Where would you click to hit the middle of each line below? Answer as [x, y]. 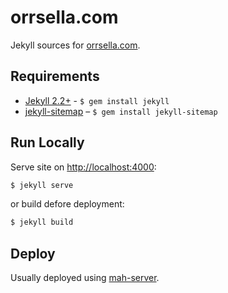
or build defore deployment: [67, 204]
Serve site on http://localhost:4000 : [83, 167]
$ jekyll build [42, 222]
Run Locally [47, 142]
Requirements [55, 76]
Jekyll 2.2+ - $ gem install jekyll [97, 100]
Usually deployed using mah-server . [85, 278]
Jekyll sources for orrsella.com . [75, 45]
